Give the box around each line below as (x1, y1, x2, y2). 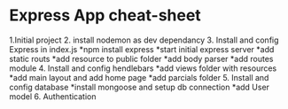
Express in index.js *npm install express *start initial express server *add (9, 43, 275, 54)
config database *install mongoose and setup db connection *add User (9, 82, 270, 92)
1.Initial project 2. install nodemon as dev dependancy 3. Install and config (9, 35, 279, 45)
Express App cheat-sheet (9, 5, 201, 26)
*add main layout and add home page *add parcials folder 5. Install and (9, 72, 269, 82)
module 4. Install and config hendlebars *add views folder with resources (9, 63, 277, 74)
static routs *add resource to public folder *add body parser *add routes (9, 53, 274, 64)
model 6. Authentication (9, 90, 97, 102)
